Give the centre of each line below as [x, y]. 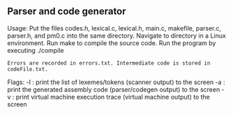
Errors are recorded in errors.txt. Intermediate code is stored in [109, 63]
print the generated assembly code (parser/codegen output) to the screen [114, 89]
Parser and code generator [67, 11]
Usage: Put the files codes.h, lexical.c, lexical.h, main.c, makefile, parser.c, [114, 28]
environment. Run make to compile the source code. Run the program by [112, 43]
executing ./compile [36, 50]
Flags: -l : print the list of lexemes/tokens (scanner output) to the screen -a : [116, 82]
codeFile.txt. [28, 69]
